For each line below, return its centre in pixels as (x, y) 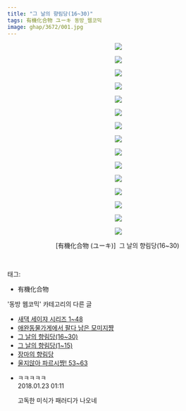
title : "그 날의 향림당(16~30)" (50, 14)
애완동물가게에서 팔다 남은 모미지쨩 (66, 328)
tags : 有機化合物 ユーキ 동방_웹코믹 (55, 20)
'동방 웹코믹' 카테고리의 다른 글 (50, 304)
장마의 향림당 (36, 354)
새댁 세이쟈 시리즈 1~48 (50, 319)
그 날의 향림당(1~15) (45, 346)
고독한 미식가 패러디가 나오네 (57, 400)
